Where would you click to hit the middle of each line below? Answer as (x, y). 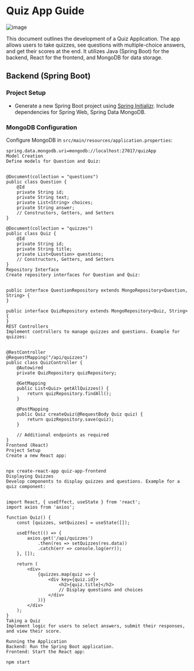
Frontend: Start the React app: (46, 652)
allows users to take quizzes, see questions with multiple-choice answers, (96, 45)
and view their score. (34, 631)
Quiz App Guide (45, 11)
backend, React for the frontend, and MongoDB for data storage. (84, 57)
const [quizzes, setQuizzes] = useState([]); (73, 523)
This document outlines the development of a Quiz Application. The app (93, 38)
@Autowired (30, 368)
